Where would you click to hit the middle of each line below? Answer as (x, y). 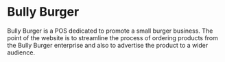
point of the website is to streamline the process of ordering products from (113, 37)
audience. (21, 52)
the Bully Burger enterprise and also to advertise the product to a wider (108, 45)
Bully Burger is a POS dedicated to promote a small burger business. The (110, 31)
